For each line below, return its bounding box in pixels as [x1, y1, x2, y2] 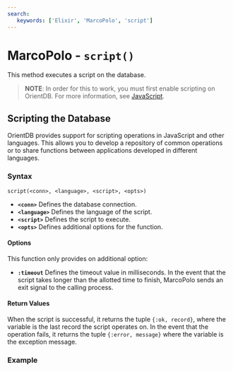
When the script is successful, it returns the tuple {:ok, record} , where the [7, 315, 226, 323]
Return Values [7, 299, 50, 308]
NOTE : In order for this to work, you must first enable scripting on [24, 84, 215, 93]
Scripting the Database [7, 112, 111, 124]
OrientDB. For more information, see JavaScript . [24, 92, 165, 100]
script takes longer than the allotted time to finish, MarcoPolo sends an [17, 275, 224, 284]
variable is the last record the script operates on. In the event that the [7, 322, 209, 331]
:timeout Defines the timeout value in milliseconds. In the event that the [17, 268, 226, 277]
